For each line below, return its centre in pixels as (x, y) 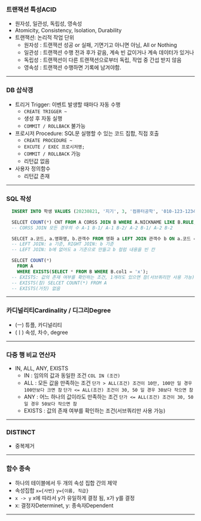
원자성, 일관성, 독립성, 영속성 (48, 24)
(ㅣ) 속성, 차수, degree (41, 332)
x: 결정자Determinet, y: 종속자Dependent (64, 505)
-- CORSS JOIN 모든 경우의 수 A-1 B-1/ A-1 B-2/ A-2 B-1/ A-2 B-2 (92, 228)
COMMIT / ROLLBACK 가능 (52, 153)
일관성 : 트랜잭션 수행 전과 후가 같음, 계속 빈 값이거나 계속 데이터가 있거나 (109, 53)
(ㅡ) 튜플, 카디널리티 (38, 324)
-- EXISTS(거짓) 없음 (36, 288)
